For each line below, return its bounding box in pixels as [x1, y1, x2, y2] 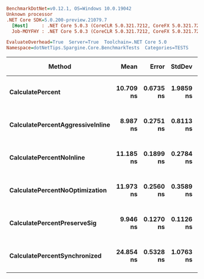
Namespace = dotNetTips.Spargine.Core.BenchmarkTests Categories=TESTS [6, 45, 189, 51]
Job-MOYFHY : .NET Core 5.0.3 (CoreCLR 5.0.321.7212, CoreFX [12, 28, 170, 34]
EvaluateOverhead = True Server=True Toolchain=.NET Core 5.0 [6, 39, 167, 46]
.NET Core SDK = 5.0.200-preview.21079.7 [6, 16, 107, 23]
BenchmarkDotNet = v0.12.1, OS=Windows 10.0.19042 [6, 5, 132, 12]
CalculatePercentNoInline [9, 154, 86, 162]
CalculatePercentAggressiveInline [9, 121, 110, 129]
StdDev [171, 62, 193, 71]
